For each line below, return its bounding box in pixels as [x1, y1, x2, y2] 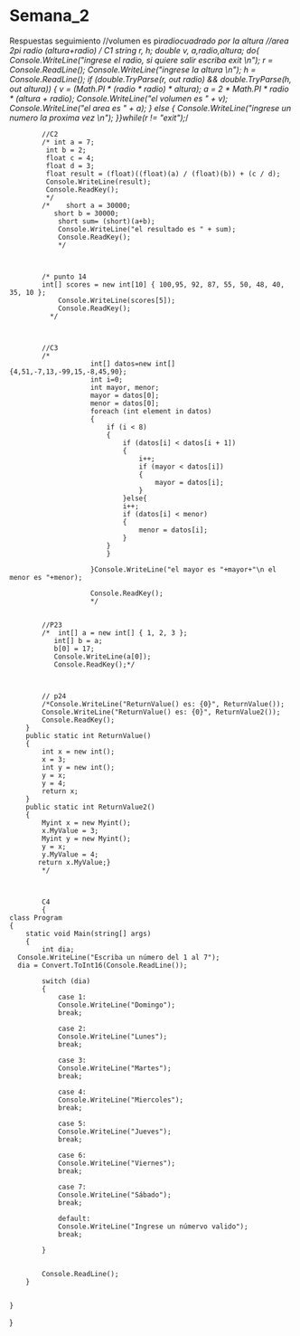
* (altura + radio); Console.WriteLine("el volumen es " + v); [9, 92, 229, 104]
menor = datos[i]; [138, 526, 208, 535]
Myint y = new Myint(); [42, 834, 131, 843]
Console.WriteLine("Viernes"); [57, 1159, 176, 1168]
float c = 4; [45, 153, 95, 163]
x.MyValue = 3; [42, 826, 99, 835]
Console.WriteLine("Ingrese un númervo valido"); [57, 1222, 248, 1231]
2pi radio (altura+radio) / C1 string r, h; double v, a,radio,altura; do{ [9, 44, 260, 55]
